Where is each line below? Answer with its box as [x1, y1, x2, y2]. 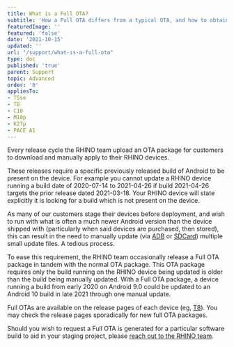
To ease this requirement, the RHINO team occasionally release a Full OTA [7, 253, 219, 261]
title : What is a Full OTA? [7, 10, 89, 17]
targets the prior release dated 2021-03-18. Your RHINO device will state [7, 189, 215, 197]
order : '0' [7, 82, 39, 88]
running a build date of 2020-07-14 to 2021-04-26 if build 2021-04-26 [7, 182, 210, 190]
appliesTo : [7, 88, 39, 95]
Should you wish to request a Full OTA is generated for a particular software [7, 325, 225, 333]
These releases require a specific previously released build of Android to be [7, 167, 225, 175]
